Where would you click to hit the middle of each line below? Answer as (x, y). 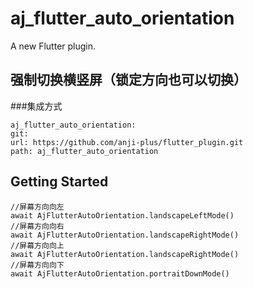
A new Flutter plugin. (53, 46)
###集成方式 (36, 106)
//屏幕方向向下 (37, 265)
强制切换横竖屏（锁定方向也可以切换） (128, 80)
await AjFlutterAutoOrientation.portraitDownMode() (120, 273)
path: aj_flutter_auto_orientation (84, 151)
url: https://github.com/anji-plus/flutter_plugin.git (127, 142)
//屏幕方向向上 (37, 245)
